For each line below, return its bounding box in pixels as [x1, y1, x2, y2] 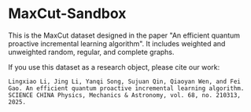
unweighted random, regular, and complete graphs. [8, 47, 175, 56]
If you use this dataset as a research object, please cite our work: [8, 62, 220, 71]
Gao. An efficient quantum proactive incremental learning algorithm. [8, 84, 245, 92]
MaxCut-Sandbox [8, 5, 127, 23]
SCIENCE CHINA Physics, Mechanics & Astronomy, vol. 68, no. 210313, [8, 91, 242, 99]
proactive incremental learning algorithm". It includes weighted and [8, 38, 226, 48]
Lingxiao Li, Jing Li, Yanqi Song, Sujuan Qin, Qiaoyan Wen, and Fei [8, 78, 242, 85]
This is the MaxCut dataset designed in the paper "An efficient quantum [8, 31, 241, 40]
